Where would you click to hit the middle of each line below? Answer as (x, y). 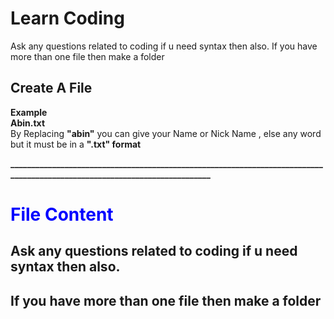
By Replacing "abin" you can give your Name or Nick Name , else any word (166, 133)
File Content (62, 214)
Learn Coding (67, 18)
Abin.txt (28, 123)
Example (29, 112)
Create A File (51, 88)
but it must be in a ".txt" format (76, 144)
